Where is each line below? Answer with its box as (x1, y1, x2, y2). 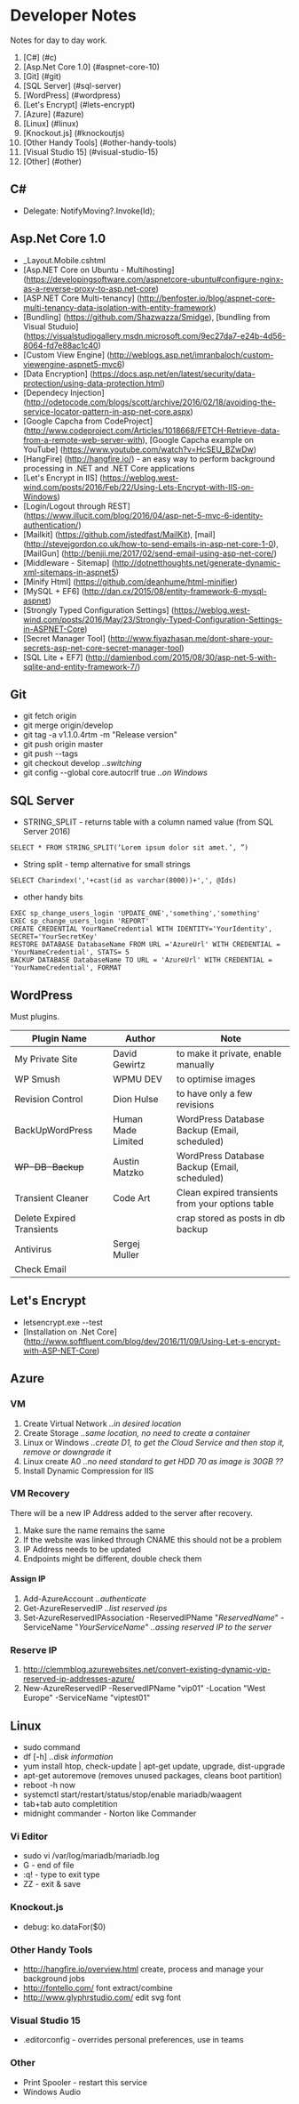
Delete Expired (14, 1212, 76, 1224)
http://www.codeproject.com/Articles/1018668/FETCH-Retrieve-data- (26, 424, 280, 436)
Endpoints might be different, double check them (22, 1553, 202, 1564)
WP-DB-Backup (14, 1161, 84, 1173)
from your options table (177, 1197, 274, 1210)
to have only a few (177, 1087, 253, 1100)
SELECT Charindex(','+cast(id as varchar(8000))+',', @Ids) (10, 876, 238, 885)
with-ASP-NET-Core (22, 1345, 97, 1356)
